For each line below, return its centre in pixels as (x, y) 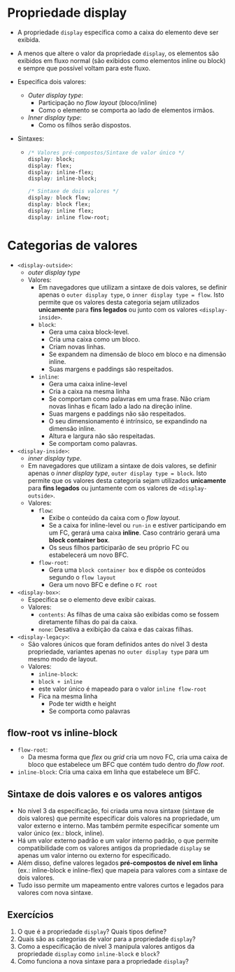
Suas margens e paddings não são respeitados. (117, 414)
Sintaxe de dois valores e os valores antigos (105, 794)
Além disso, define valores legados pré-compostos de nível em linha (117, 863)
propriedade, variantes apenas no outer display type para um (118, 651)
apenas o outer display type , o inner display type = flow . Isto (131, 295)
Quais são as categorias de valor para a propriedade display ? (106, 939)
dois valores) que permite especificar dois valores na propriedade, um (119, 818)
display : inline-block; (63, 179)
